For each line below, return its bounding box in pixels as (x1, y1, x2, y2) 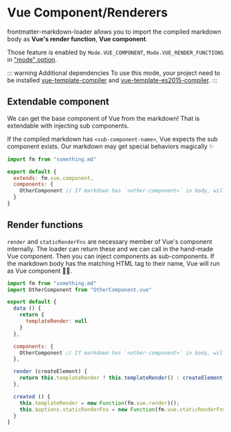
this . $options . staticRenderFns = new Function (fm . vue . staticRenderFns (19, 406, 226, 413)
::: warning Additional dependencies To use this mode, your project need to (7, 69, 221, 77)
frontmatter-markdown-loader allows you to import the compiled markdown (7, 27, 221, 36)
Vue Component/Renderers (7, 5, 168, 21)
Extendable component (7, 96, 110, 108)
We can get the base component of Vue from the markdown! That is (7, 114, 200, 122)
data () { (13, 305, 41, 312)
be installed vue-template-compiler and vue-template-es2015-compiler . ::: (7, 76, 218, 84)
